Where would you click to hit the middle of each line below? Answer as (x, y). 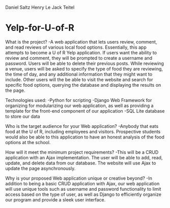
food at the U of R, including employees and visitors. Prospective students (83, 131)
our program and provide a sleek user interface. (55, 199)
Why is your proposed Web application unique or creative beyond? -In (79, 178)
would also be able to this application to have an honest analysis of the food (85, 137)
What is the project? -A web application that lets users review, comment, (81, 42)
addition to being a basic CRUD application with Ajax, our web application (82, 183)
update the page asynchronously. (40, 168)
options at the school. (28, 142)
